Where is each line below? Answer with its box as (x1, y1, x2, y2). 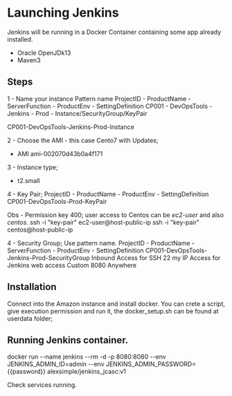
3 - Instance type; (7, 163, 58, 171)
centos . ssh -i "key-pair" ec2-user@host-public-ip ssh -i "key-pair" (7, 218, 199, 226)
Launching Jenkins (7, 5, 119, 21)
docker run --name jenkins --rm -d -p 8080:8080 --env (7, 352, 166, 361)
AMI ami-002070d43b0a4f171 (17, 149, 103, 157)
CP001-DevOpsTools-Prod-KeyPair (7, 197, 107, 205)
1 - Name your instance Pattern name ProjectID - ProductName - (7, 94, 192, 103)
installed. (7, 35, 33, 43)
